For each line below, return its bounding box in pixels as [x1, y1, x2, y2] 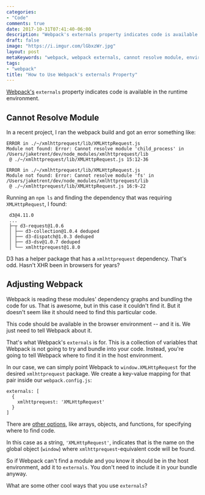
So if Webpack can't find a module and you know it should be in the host [6, 457, 189, 464]
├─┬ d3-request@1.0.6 [9, 223, 64, 229]
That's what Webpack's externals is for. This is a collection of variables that [6, 339, 198, 346]
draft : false [6, 37, 40, 43]
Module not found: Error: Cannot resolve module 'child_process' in [6, 146, 184, 152]
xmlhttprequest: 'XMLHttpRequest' [17, 398, 105, 405]
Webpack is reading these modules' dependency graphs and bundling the [6, 295, 192, 302]
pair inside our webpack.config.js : [6, 376, 92, 384]
